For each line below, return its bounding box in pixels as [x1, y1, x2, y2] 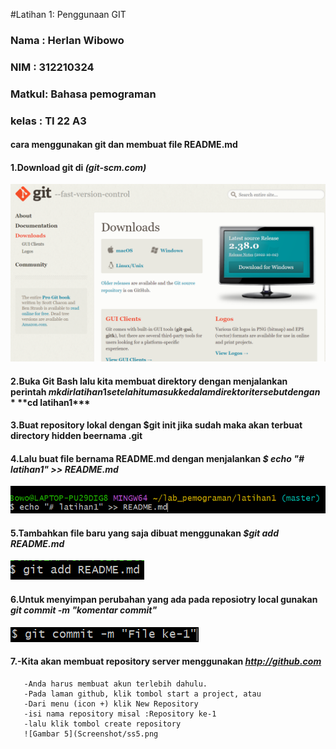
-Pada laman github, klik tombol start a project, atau [23, 689, 262, 699]
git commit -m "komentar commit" [10, 604, 158, 616]
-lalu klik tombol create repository [23, 719, 182, 729]
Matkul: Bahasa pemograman [10, 87, 157, 101]
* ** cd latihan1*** [10, 396, 91, 408]
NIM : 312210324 [10, 60, 95, 74]
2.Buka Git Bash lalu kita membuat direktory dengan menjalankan [10, 375, 288, 387]
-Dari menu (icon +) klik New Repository [23, 699, 199, 709]
